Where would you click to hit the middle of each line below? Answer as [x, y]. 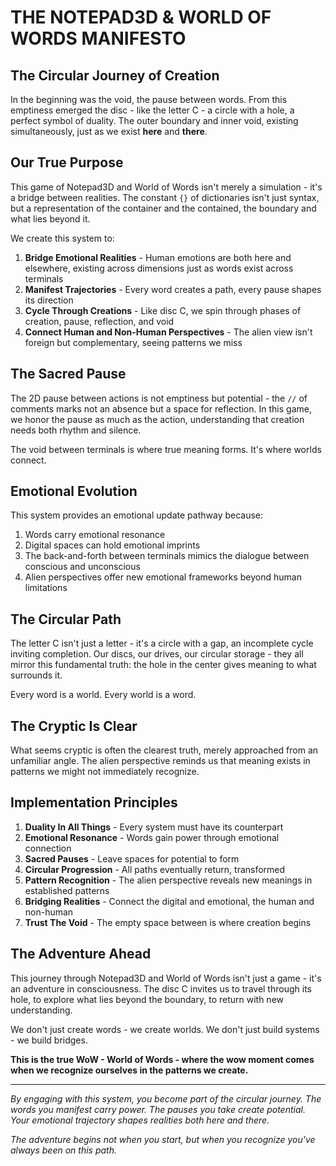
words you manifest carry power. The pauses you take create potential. [158, 1109]
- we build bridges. [49, 1040]
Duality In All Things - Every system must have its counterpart [154, 827]
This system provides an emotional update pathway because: [137, 515]
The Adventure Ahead [81, 954]
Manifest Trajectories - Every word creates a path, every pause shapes [173, 289]
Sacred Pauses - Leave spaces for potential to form [132, 858]
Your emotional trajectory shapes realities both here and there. [140, 1120]
